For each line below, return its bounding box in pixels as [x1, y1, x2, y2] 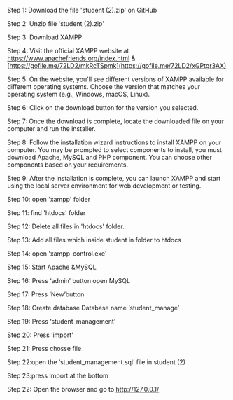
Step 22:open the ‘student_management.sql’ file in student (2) [7, 358, 186, 366]
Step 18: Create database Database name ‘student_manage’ [7, 304, 180, 312]
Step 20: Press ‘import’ [7, 331, 73, 339]
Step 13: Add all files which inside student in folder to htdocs [7, 236, 182, 244]
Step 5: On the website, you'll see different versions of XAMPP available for [7, 75, 225, 83]
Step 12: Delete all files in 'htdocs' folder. [7, 222, 125, 230]
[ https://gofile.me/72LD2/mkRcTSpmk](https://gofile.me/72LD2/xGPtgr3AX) [7, 62, 227, 69]
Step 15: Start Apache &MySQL [7, 263, 97, 271]
